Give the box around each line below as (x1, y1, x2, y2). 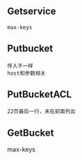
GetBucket (7, 127, 54, 139)
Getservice (7, 6, 57, 17)
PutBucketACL (7, 89, 72, 100)
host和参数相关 (7, 69, 47, 77)
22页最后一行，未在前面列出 (7, 108, 76, 115)
